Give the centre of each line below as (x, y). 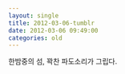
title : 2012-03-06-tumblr (51, 23)
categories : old (35, 38)
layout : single (34, 16)
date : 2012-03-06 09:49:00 (53, 30)
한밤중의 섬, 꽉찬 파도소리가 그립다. (63, 61)
